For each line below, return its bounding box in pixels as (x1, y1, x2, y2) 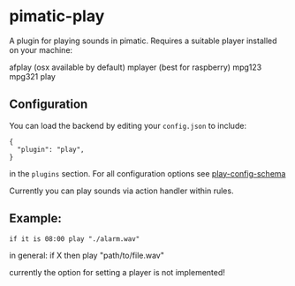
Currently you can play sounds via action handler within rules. (9, 185, 234, 196)
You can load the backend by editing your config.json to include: (9, 120, 247, 131)
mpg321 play (9, 71, 56, 81)
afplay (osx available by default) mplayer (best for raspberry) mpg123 (9, 62, 262, 72)
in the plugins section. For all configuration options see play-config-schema (9, 168, 286, 178)
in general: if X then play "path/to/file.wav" (9, 250, 165, 260)
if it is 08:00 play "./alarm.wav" (9, 234, 140, 244)
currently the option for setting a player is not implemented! (9, 267, 225, 277)
